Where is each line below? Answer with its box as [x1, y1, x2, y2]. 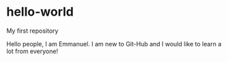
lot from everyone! [6, 47, 59, 55]
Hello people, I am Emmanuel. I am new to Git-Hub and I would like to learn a [6, 40, 222, 48]
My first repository [6, 27, 59, 35]
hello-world [6, 4, 74, 20]
